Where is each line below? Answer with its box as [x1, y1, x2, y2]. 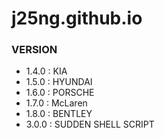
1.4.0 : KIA [25, 65, 68, 77]
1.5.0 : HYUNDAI [25, 76, 93, 88]
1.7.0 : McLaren [25, 97, 88, 109]
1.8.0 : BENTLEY [25, 108, 93, 120]
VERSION [11, 43, 58, 57]
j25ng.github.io [11, 7, 143, 30]
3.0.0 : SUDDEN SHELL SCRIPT [25, 118, 155, 131]
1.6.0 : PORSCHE [25, 87, 95, 99]
